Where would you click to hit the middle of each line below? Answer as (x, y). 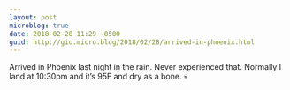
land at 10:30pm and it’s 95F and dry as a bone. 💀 (99, 77)
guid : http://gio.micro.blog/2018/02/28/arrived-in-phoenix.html (132, 42)
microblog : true (39, 26)
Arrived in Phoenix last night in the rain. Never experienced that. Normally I (145, 67)
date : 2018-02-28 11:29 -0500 (65, 34)
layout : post (33, 17)
